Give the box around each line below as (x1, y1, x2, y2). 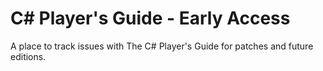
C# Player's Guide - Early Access (10, 7, 291, 30)
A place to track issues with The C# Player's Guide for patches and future (10, 40, 314, 52)
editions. (10, 50, 47, 62)
